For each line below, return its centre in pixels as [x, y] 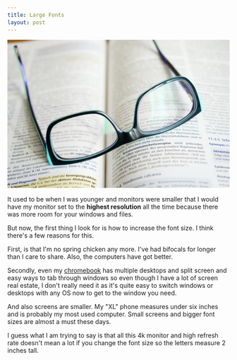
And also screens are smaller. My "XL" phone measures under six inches [113, 307]
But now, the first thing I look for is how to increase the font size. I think [110, 228]
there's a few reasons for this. [51, 236]
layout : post [26, 22]
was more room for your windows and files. [71, 214]
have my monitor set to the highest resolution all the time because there [113, 207]
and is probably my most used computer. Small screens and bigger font [111, 314]
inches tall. [23, 351]
